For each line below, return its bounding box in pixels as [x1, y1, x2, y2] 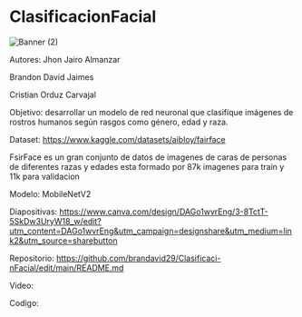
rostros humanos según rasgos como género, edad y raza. [9, 116, 229, 127]
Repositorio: [9, 253, 54, 263]
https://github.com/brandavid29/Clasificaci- [55, 253, 221, 263]
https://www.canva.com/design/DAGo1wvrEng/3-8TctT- [59, 206, 269, 217]
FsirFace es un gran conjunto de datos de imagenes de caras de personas [9, 152, 287, 163]
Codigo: [9, 297, 39, 308]
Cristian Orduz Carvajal [9, 89, 97, 100]
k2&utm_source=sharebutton [9, 234, 118, 246]
